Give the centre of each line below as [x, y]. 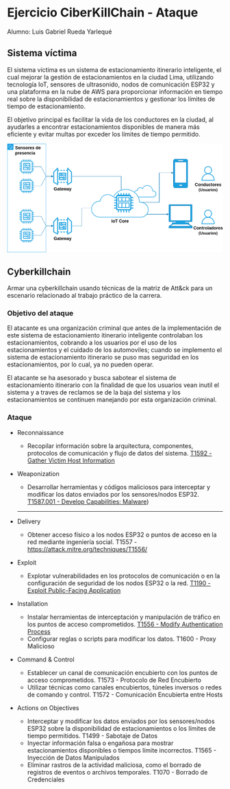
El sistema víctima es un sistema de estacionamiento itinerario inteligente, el [114, 69]
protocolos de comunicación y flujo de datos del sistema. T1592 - [119, 453]
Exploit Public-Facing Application [74, 590]
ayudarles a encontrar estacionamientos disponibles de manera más [103, 127]
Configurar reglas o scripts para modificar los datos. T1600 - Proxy [122, 639]
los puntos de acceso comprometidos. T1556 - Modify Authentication [125, 624]
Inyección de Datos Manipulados [73, 757]
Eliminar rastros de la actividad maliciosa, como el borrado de [114, 765]
